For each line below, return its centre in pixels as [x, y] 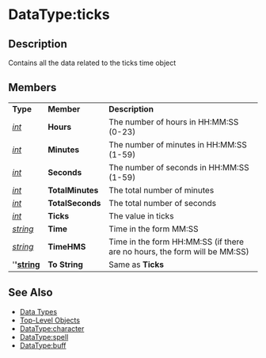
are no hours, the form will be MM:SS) [179, 251]
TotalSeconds [74, 203]
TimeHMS [66, 246]
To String [65, 265]
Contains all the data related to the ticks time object [92, 63]
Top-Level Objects [50, 320]
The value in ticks [141, 215]
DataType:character [52, 328]
